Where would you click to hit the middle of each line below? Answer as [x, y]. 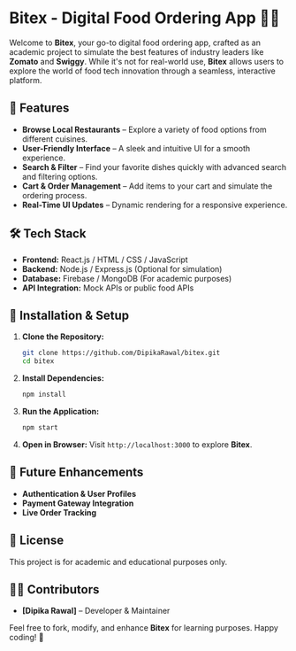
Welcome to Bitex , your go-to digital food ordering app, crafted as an [135, 43]
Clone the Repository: [63, 337]
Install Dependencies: [63, 378]
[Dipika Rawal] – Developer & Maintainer [96, 611]
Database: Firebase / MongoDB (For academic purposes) [127, 278]
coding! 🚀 [27, 638]
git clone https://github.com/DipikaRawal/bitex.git [121, 353]
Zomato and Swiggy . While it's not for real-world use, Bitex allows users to [147, 61]
